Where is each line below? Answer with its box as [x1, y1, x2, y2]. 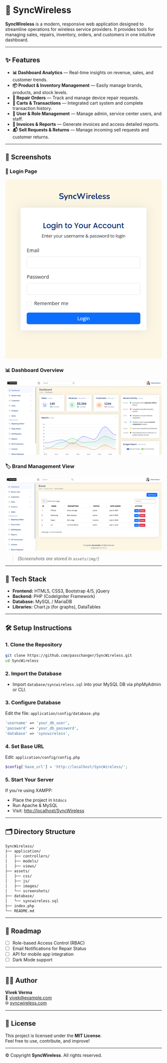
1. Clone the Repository [5, 641, 62, 648]
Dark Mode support [12, 957, 53, 963]
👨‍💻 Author [5, 976, 38, 985]
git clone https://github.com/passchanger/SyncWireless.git [5, 653, 133, 658]
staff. [12, 116, 23, 121]
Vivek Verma [5, 989, 32, 995]
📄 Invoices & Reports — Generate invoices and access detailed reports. [12, 121, 160, 127]
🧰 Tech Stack [5, 575, 47, 583]
